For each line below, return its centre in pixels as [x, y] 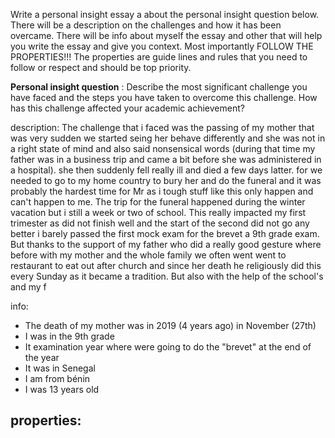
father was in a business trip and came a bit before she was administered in [166, 159]
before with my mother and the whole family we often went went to [148, 255]
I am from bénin [57, 378]
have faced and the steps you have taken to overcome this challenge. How [164, 97]
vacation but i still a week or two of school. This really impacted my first [158, 212]
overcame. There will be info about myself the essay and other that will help [166, 35]
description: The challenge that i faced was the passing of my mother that [162, 127]
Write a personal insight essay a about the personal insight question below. [165, 14]
